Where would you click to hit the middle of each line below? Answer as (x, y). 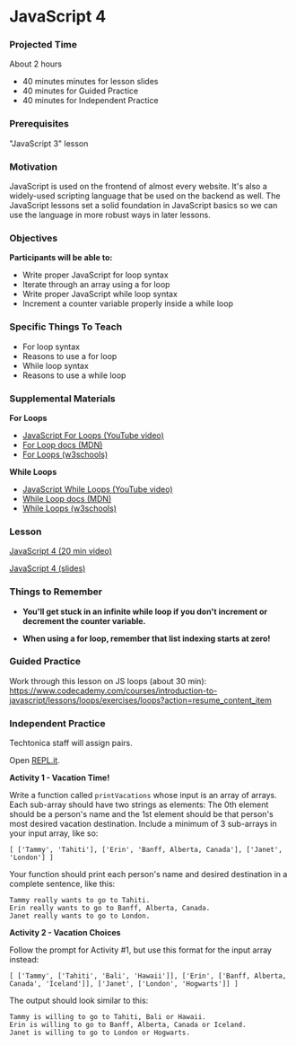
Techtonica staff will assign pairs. (71, 743)
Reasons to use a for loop (70, 356)
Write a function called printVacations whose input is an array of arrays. (143, 795)
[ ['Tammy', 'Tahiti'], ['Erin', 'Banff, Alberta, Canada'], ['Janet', (146, 850)
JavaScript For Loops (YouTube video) (93, 435)
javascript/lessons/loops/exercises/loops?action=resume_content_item (140, 700)
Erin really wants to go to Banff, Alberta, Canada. (110, 909)
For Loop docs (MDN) (62, 444)
